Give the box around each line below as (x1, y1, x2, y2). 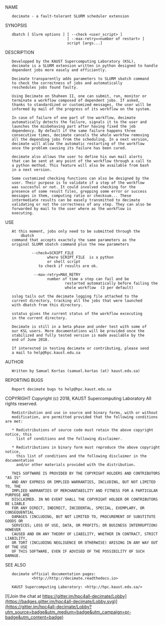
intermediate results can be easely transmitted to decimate (11, 198, 140, 203)
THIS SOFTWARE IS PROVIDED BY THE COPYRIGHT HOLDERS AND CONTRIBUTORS (11, 471, 161, 476)
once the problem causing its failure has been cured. (11, 146, 127, 151)
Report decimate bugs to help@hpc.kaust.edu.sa (11, 387, 112, 392)
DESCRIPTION (5, 50, 35, 55)
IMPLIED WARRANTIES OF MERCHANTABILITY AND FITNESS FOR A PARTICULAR (11, 488, 158, 493)
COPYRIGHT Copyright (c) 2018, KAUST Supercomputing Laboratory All (5, 396, 152, 401)
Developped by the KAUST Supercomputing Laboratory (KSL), (11, 59, 136, 64)
